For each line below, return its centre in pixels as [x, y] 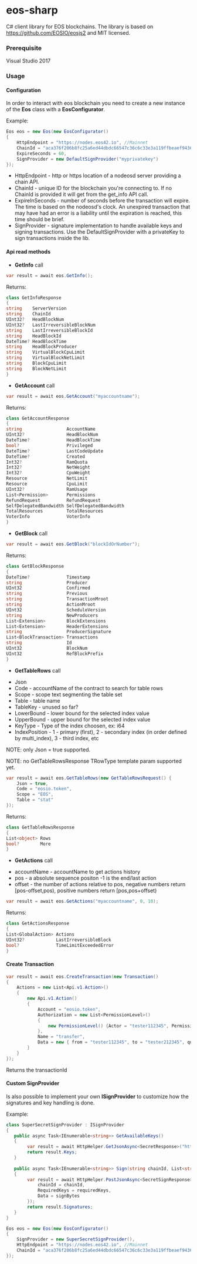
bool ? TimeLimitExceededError [60, 945]
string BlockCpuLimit [36, 363]
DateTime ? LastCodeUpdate [55, 451]
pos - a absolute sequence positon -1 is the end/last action [85, 878]
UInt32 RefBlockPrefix [55, 654]
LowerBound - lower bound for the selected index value [82, 713]
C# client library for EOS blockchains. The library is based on [80, 26]
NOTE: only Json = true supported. [48, 749]
